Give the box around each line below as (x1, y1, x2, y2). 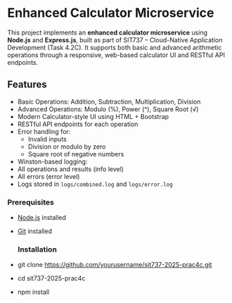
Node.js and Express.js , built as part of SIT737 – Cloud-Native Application (7, 35, 223, 44)
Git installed (17, 227, 53, 235)
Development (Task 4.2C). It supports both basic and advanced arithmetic (7, 43, 222, 51)
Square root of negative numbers (27, 149, 124, 158)
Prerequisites (7, 197, 54, 207)
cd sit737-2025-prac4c (17, 274, 86, 283)
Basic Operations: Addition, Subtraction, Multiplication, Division (17, 97, 201, 106)
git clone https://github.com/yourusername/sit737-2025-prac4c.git (17, 261, 212, 269)
